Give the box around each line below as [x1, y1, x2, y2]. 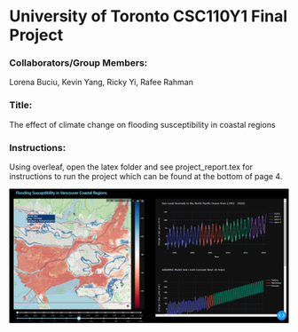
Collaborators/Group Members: [9, 57, 148, 69]
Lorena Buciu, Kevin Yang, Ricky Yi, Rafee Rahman [9, 77, 193, 88]
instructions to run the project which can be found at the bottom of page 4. [9, 171, 283, 182]
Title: [9, 99, 33, 112]
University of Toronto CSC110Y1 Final [9, 6, 288, 27]
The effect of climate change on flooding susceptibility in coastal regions [9, 119, 277, 130]
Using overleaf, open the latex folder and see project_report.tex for [9, 162, 254, 172]
